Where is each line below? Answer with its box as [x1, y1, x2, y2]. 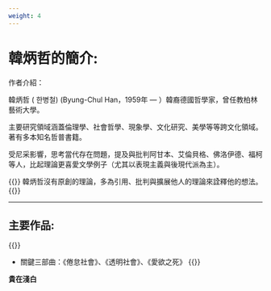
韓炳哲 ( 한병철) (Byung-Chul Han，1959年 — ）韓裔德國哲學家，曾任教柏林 [8, 95, 258, 104]
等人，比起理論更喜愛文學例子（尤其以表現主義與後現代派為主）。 [8, 159, 224, 169]
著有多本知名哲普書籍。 [8, 132, 86, 141]
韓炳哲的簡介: [8, 49, 98, 67]
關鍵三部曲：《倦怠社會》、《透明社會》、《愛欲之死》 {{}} [19, 257, 201, 267]
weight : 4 [8, 11, 42, 20]
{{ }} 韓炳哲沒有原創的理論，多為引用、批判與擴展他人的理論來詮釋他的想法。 [8, 176, 263, 186]
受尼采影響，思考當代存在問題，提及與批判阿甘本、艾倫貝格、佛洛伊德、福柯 [8, 149, 263, 158]
